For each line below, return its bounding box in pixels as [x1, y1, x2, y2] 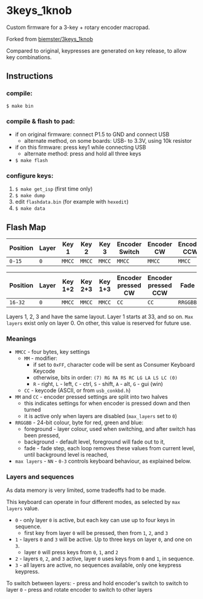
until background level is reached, [24, 451, 109, 459]
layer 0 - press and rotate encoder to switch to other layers [6, 586, 153, 593]
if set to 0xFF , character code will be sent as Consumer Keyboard [33, 361, 195, 368]
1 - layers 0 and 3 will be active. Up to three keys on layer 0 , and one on [14, 535, 192, 543]
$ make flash [14, 157, 48, 163]
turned [24, 406, 41, 413]
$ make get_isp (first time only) [14, 185, 93, 192]
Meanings [6, 334, 36, 342]
